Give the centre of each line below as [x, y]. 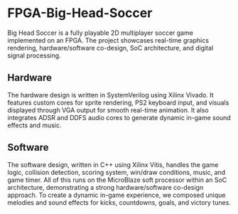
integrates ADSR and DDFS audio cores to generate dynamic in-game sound [119, 117]
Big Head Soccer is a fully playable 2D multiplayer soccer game [101, 33]
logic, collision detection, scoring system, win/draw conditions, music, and [117, 172]
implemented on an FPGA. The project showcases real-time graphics [108, 40]
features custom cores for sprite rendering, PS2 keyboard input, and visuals [118, 102]
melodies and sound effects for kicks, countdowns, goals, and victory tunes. [119, 202]
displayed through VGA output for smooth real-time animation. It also [108, 110]
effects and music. [34, 125]
